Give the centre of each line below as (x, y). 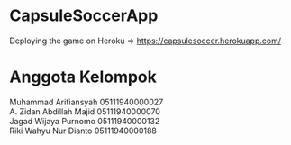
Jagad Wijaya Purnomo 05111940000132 (85, 121)
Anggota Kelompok (83, 77)
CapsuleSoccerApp (84, 16)
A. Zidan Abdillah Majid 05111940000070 (85, 111)
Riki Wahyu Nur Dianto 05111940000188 (83, 131)
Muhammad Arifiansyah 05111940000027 (86, 102)
